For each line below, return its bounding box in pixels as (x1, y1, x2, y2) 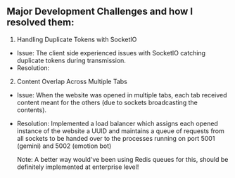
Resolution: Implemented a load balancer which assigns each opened (16, 119, 219, 128)
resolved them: (6, 17, 75, 29)
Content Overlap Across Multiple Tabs (16, 77, 127, 85)
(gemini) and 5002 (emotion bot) (16, 142, 112, 150)
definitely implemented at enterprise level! (16, 163, 139, 171)
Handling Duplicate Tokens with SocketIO (16, 35, 137, 43)
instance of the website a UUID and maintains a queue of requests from (16, 126, 224, 135)
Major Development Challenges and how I (6, 6, 193, 18)
